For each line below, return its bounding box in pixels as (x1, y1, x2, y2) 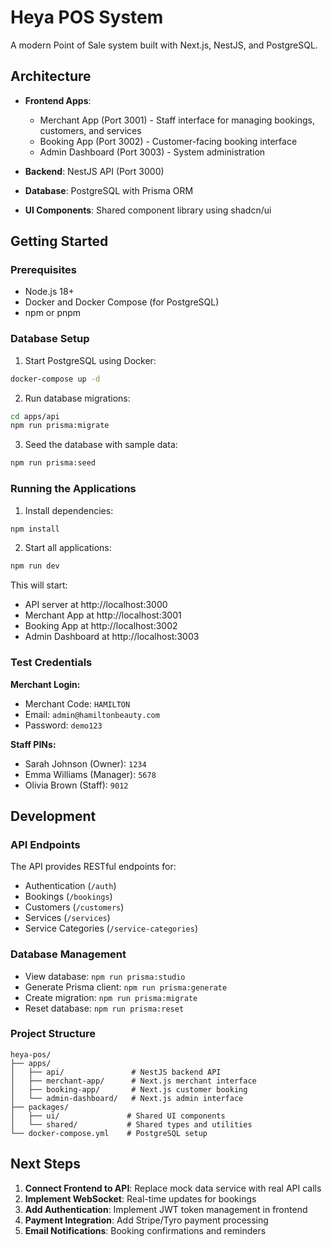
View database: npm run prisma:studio (24, 970, 186, 982)
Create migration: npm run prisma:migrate (24, 991, 198, 1003)
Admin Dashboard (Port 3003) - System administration (39, 146, 266, 158)
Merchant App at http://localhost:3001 (24, 609, 182, 621)
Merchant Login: (10, 678, 81, 690)
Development (10, 807, 97, 825)
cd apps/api (10, 411, 60, 421)
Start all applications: (24, 542, 112, 554)
